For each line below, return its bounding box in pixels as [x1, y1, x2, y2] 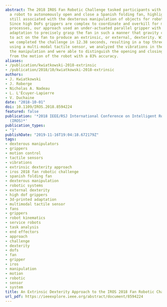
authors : [5, 72, 23, 77]
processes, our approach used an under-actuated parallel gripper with [9, 26, 162, 31]
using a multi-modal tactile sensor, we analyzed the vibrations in [9, 44, 155, 49]
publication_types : [5, 123, 46, 128]
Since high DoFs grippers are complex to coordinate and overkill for [9, 21, 159, 26]
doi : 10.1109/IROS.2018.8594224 [5, 104, 72, 109]
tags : [5, 137, 16, 142]
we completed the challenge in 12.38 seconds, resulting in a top [9, 40, 150, 45]
